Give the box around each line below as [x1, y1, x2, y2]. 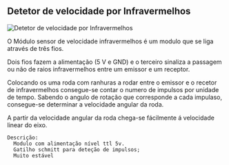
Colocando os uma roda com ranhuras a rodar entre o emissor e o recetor [7, 78, 217, 87]
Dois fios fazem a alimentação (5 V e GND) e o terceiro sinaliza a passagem [7, 58, 222, 66]
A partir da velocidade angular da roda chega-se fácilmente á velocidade [7, 113, 215, 122]
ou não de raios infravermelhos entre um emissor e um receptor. [7, 65, 190, 73]
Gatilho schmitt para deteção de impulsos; [13, 146, 140, 153]
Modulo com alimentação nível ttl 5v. [13, 140, 126, 147]
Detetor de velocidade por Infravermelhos [7, 5, 191, 17]
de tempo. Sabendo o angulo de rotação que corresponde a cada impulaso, [7, 93, 223, 101]
